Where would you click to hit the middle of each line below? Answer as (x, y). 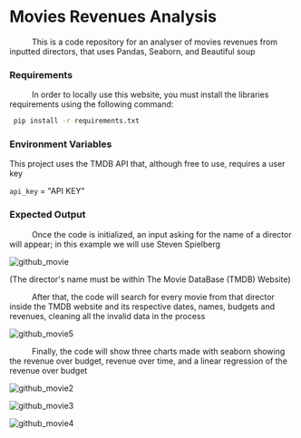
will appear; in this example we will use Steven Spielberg (115, 244)
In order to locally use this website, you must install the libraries (150, 95)
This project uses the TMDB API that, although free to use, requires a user (147, 164)
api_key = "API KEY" (47, 191)
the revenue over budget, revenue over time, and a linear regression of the (149, 361)
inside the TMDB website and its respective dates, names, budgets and (142, 307)
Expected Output (48, 215)
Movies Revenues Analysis (113, 17)
